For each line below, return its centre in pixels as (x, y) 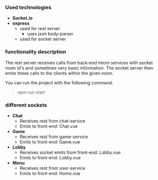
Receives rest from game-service (54, 137)
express (21, 23)
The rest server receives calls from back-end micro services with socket (79, 63)
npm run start (31, 92)
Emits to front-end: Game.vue (50, 142)
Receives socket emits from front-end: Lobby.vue (70, 152)
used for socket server (43, 39)
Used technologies (28, 7)
